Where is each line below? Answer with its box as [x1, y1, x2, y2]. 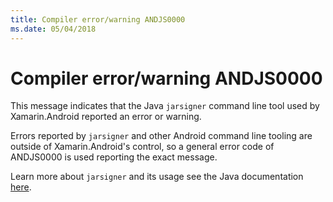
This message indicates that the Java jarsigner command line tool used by [10, 100, 320, 112]
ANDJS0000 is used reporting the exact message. [10, 151, 218, 163]
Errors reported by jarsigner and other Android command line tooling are [10, 130, 313, 142]
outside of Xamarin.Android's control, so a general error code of [10, 141, 275, 153]
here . [10, 181, 32, 193]
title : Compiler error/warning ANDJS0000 [10, 14, 186, 25]
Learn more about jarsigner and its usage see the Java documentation [10, 171, 304, 183]
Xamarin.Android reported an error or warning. [10, 111, 202, 123]
